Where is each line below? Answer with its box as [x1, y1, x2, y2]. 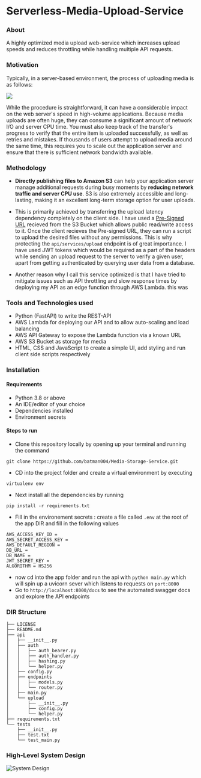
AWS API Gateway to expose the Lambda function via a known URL [14, 332, 182, 339]
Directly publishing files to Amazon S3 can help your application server [14, 178, 194, 185]
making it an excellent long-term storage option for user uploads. [34, 197, 196, 204]
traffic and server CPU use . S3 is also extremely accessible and [14, 190, 174, 197]
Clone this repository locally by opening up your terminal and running [14, 440, 187, 448]
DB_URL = [6, 547, 28, 553]
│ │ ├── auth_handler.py [6, 653, 79, 659]
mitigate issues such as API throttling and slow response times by [14, 277, 177, 285]
